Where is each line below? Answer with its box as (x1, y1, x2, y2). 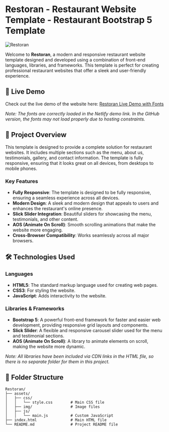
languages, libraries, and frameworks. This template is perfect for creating (5, 62, 159, 68)
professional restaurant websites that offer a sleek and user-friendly (5, 67, 146, 74)
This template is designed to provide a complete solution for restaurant (5, 144, 152, 150)
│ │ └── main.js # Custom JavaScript (5, 413, 114, 418)
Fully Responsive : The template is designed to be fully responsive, (12, 189, 151, 195)
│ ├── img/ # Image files (5, 404, 100, 409)
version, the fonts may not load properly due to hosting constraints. (5, 116, 145, 122)
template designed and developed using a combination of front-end (5, 56, 146, 63)
